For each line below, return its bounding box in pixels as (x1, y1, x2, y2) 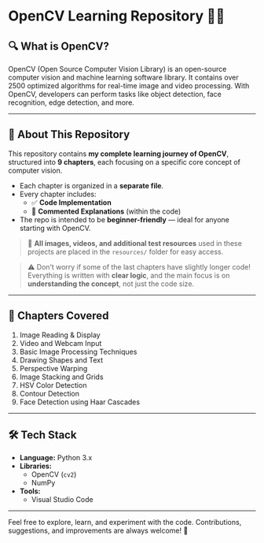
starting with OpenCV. (19, 223, 91, 232)
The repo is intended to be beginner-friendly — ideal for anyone (19, 214, 230, 224)
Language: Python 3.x (19, 453, 93, 463)
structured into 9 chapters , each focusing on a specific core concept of (8, 157, 241, 166)
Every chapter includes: (19, 189, 97, 199)
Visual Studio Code (31, 495, 93, 504)
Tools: (19, 486, 41, 496)
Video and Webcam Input (19, 338, 102, 348)
